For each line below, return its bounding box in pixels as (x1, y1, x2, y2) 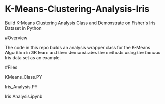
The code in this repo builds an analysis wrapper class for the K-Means (5, 44, 150, 50)
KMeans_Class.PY (5, 74, 42, 80)
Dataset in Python (5, 25, 42, 31)
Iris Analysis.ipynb (5, 93, 43, 99)
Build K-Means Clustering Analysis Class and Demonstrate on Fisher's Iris (5, 20, 156, 26)
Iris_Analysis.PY (5, 83, 38, 90)
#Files (5, 64, 18, 70)
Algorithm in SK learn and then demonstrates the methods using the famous (5, 50, 161, 55)
